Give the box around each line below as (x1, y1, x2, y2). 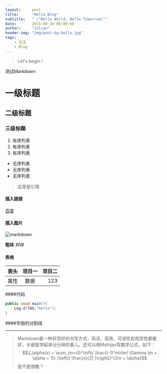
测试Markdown (5, 68, 36, 74)
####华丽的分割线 (5, 320, 43, 326)
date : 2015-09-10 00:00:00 (5, 21, 75, 26)
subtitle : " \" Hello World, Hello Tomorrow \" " (5, 16, 108, 21)
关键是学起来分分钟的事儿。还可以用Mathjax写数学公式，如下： (26, 342, 156, 348)
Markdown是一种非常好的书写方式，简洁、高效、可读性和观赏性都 (17, 335, 153, 341)
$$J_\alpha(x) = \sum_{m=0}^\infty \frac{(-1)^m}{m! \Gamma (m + (22, 350, 158, 356)
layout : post (5, 7, 41, 12)
